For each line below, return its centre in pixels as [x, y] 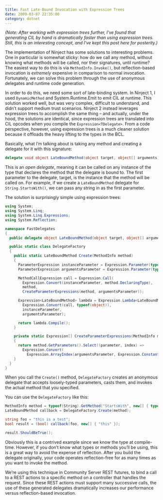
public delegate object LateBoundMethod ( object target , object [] [77, 238]
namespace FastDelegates [30, 229]
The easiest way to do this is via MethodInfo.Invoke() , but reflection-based [80, 68]
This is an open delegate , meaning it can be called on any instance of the [78, 167]
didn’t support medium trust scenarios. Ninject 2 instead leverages [72, 108]
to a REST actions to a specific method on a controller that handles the [75, 477]
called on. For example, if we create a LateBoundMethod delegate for [72, 183]
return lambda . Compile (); [44, 323]
